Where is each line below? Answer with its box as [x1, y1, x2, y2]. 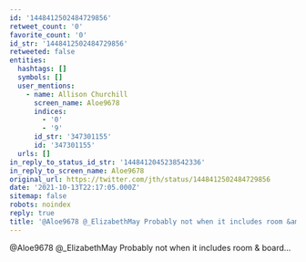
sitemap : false [9, 192, 67, 201]
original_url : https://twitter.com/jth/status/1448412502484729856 [9, 174, 271, 183]
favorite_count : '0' [9, 30, 88, 39]
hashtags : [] [17, 65, 67, 74]
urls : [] [17, 149, 51, 158]
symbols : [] [17, 73, 64, 82]
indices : [33, 107, 67, 116]
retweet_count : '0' [9, 22, 84, 31]
